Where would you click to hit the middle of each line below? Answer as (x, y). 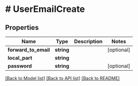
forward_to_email (29, 50)
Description (88, 42)
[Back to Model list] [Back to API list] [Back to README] (62, 78)
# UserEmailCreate (45, 9)
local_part (20, 58)
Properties (22, 28)
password (20, 66)
